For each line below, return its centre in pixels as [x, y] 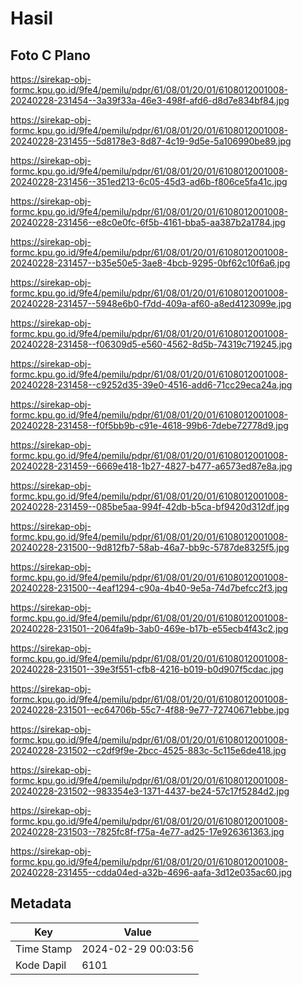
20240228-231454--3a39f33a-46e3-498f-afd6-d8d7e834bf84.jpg [150, 100]
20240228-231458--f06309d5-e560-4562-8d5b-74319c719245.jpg [151, 344]
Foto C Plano [50, 55]
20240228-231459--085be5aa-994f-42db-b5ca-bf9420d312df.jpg [150, 506]
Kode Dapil [41, 965]
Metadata [41, 903]
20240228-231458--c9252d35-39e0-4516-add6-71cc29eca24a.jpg [151, 385]
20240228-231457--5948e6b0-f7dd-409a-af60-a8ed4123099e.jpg [151, 303]
